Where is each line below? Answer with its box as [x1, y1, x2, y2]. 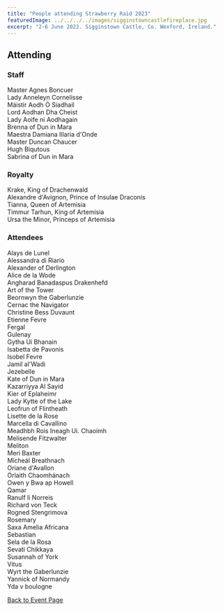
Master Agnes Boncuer [7, 86, 74, 94]
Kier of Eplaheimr [7, 389, 57, 398]
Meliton [7, 441, 29, 450]
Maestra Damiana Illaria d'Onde [7, 130, 98, 139]
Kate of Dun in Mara [7, 375, 65, 383]
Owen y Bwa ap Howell [7, 478, 74, 487]
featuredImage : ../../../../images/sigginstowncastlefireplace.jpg [7, 17, 208, 24]
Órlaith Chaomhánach [7, 471, 70, 479]
